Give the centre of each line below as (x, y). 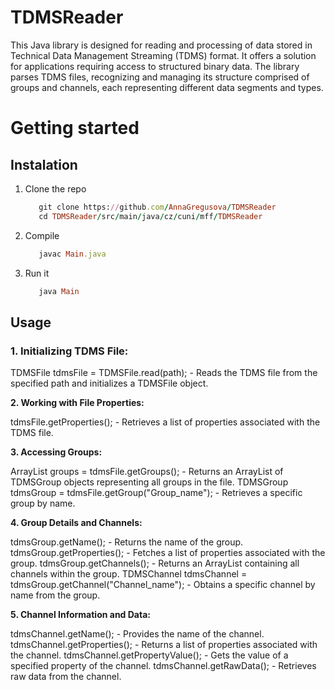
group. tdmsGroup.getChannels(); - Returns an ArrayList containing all (155, 563)
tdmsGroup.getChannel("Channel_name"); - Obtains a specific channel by (163, 585)
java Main (59, 291)
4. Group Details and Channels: (76, 523)
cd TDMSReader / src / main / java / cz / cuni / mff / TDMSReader (150, 216)
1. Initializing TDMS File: (69, 351)
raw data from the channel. (66, 677)
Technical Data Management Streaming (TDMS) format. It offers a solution (163, 55)
